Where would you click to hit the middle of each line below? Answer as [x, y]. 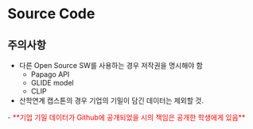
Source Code [51, 14]
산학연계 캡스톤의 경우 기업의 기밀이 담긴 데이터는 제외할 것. [111, 101]
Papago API [50, 74]
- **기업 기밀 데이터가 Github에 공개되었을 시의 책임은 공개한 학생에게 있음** [127, 117]
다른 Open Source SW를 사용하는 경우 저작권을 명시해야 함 [111, 65]
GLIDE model [52, 83]
